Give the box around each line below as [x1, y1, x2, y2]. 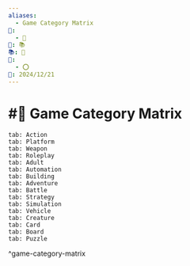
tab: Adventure [8, 179, 59, 187]
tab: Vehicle [8, 207, 51, 215]
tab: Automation [8, 165, 62, 173]
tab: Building [8, 172, 55, 180]
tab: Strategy [8, 193, 55, 201]
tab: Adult [8, 158, 44, 166]
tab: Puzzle [8, 234, 47, 242]
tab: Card [8, 221, 41, 229]
